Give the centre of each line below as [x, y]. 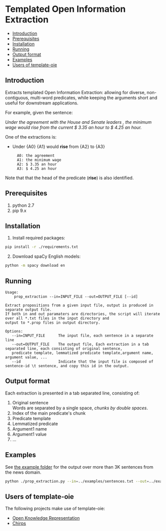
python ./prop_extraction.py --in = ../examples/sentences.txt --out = [77, 481]
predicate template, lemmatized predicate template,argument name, [83, 353]
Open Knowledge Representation [46, 518]
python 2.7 [23, 205]
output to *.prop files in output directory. [53, 323]
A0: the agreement [36, 155]
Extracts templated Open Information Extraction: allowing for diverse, [75, 92]
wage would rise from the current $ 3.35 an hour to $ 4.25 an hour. [73, 127]
